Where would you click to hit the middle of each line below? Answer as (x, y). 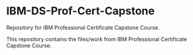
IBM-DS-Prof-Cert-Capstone (80, 11)
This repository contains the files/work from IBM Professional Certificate (97, 39)
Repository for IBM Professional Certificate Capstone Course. (83, 27)
